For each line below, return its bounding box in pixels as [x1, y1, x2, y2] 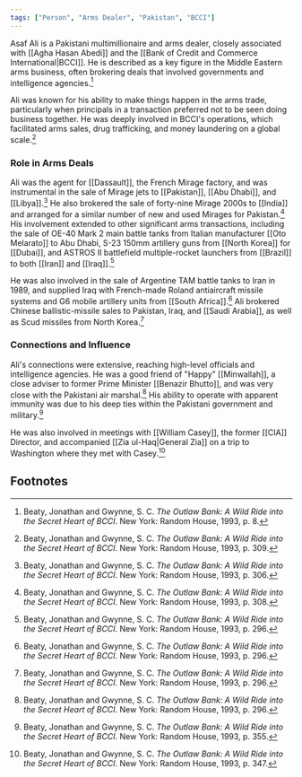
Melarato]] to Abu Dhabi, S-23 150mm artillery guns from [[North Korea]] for [10, 237, 291, 248]
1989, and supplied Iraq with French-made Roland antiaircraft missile [10, 284, 263, 296]
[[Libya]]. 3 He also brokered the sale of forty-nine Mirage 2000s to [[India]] [10, 196, 289, 208]
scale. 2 [10, 133, 37, 144]
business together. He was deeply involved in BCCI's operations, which [10, 114, 273, 125]
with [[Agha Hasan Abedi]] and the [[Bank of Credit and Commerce [10, 47, 258, 58]
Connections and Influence [10, 338, 131, 351]
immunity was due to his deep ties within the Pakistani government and [10, 398, 273, 409]
